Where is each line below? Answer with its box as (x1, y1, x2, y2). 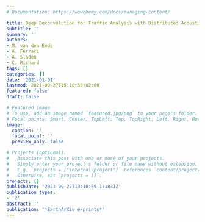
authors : (6, 37, 29, 43)
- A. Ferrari (6, 48, 40, 55)
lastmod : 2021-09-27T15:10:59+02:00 (6, 82, 99, 88)
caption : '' (12, 127, 43, 134)
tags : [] (6, 65, 29, 71)
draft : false (6, 94, 40, 100)
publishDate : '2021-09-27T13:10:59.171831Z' (6, 184, 121, 190)
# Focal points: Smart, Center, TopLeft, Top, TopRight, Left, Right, (6, 116, 190, 122)
